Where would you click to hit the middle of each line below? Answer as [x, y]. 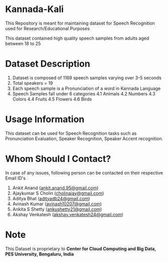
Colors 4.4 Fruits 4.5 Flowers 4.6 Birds [52, 99]
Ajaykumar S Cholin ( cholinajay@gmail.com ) [58, 193]
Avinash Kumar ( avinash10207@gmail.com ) [57, 204]
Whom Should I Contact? [58, 159]
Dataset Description [48, 64]
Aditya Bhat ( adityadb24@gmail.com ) [51, 198]
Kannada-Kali [35, 9]
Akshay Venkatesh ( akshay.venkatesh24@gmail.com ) [68, 214]
